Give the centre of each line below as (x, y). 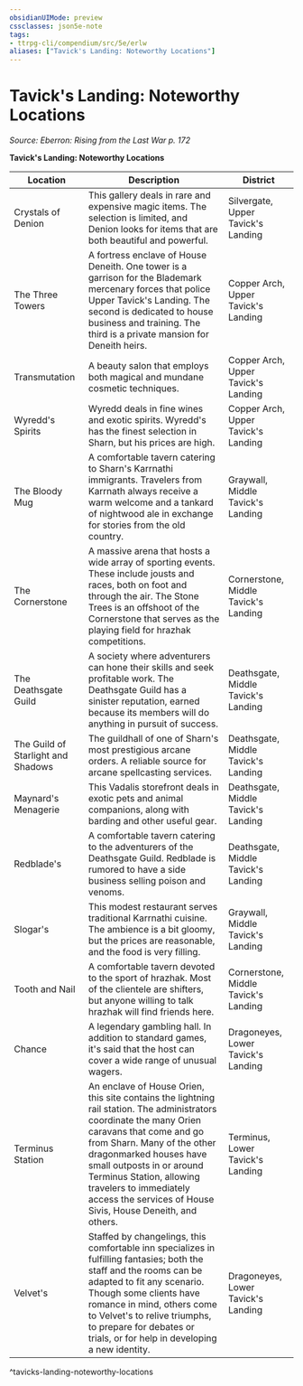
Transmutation (45, 378)
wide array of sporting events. (151, 563)
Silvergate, (251, 201)
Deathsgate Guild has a (138, 690)
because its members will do (149, 713)
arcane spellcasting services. (150, 773)
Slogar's (32, 930)
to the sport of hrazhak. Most (150, 979)
